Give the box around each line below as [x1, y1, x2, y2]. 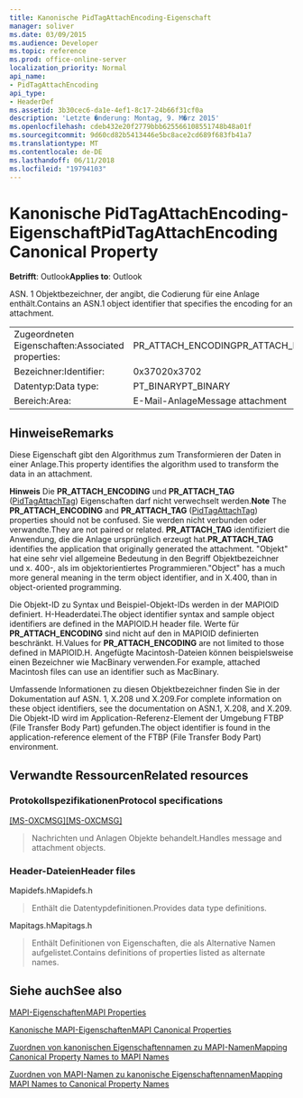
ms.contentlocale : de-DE [9, 147, 103, 156]
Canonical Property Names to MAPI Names [9, 1051, 170, 1062]
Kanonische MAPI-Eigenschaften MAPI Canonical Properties [9, 1024, 232, 1035]
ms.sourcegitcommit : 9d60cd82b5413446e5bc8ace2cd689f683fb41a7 [9, 131, 252, 140]
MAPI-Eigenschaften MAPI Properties [9, 1007, 147, 1018]
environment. [9, 742, 59, 752]
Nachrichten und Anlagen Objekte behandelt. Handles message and [31, 832, 282, 844]
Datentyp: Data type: [14, 380, 99, 392]
